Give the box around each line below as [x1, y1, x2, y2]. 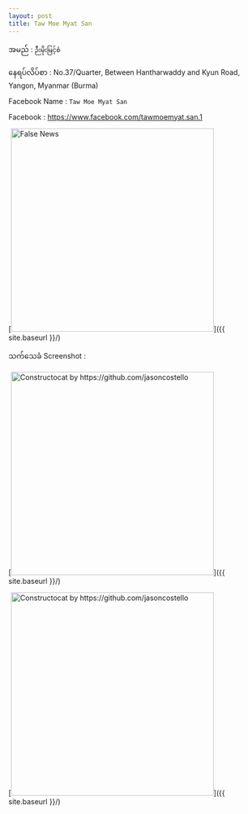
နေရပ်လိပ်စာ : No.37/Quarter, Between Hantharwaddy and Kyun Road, [8, 67, 241, 77]
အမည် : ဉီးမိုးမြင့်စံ [8, 44, 61, 54]
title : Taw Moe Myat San [8, 20, 92, 28]
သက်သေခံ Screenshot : [8, 350, 87, 360]
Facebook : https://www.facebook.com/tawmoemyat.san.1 [8, 111, 203, 122]
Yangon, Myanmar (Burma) [8, 81, 99, 90]
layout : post [8, 11, 53, 20]
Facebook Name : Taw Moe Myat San [8, 96, 128, 106]
